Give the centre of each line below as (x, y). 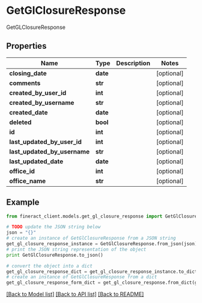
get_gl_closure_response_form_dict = (54, 283)
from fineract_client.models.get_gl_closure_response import (84, 216)
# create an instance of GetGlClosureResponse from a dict (82, 277)
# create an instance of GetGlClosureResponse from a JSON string (91, 239)
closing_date (28, 73)
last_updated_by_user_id (46, 142)
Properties (26, 46)
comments (25, 83)
